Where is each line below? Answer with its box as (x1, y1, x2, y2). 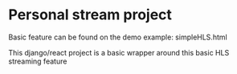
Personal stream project (8, 6, 173, 24)
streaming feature (8, 56, 67, 66)
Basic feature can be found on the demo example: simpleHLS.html (8, 32, 227, 42)
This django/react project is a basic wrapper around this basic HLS (8, 47, 230, 57)
